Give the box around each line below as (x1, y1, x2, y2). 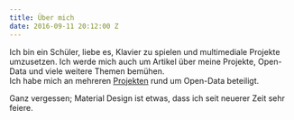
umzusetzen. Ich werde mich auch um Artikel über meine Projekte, (9, 56, 257, 67)
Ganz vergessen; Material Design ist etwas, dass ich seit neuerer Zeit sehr (9, 92, 286, 104)
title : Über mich (9, 13, 75, 23)
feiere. (9, 102, 33, 113)
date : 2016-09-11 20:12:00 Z (9, 22, 119, 31)
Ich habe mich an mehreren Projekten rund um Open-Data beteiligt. (9, 75, 260, 86)
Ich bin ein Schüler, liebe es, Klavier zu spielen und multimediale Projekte (9, 46, 280, 57)
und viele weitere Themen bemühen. (28, 65, 165, 77)
